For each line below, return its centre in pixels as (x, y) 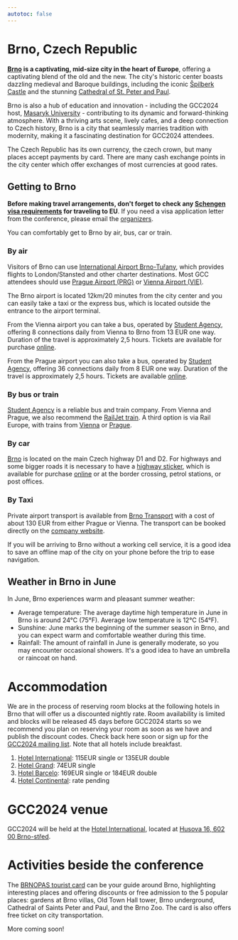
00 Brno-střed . (29, 837)
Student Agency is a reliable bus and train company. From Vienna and (109, 410)
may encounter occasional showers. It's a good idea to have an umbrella (124, 651)
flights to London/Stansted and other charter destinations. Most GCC (108, 274)
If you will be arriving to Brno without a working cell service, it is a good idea (119, 544)
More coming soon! (36, 929)
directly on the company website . (56, 530)
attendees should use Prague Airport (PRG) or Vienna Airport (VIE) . (106, 282)
